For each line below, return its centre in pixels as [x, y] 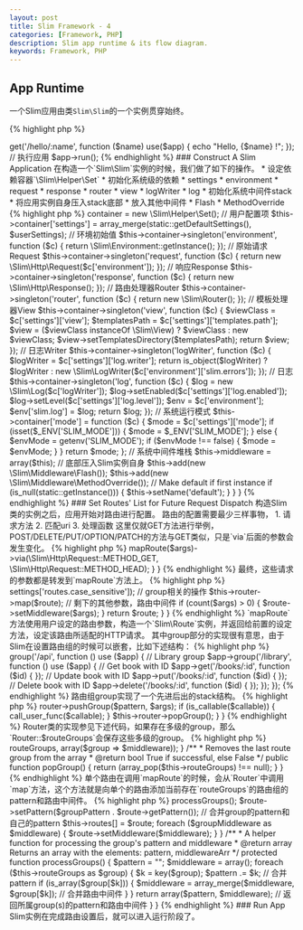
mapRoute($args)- [163, 548]
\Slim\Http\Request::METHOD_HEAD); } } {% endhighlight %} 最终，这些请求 [151, 568]
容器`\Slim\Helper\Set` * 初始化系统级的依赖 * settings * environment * [147, 179]
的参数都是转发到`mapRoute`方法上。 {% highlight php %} [118, 580]
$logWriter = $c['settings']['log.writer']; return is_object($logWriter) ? [139, 360]
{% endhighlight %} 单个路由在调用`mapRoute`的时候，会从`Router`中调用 [147, 777]
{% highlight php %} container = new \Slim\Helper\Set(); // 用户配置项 [139, 213]
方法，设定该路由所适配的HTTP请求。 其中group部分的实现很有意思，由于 [147, 634]
